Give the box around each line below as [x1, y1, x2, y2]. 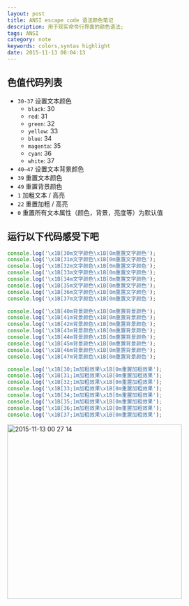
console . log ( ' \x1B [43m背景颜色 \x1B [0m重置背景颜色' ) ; [7, 327, 156, 334]
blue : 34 [27, 134, 52, 142]
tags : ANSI [7, 29, 39, 37]
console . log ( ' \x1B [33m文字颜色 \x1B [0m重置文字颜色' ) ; [7, 269, 156, 276]
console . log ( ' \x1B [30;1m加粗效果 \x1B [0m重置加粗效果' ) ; [7, 366, 162, 373]
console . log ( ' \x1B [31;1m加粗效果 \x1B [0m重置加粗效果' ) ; [7, 372, 162, 379]
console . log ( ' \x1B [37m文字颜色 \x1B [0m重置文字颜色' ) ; [7, 295, 156, 302]
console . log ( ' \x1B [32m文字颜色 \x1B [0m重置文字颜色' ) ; [7, 263, 156, 269]
